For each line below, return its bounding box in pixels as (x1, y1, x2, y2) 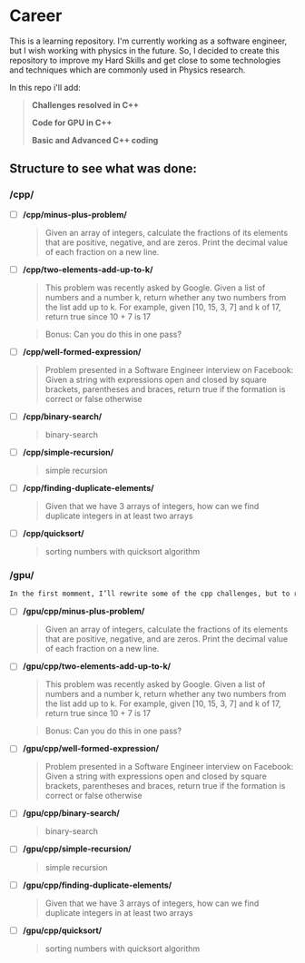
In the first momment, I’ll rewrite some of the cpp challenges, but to (9, 589, 290, 599)
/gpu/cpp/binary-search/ (22, 808, 120, 819)
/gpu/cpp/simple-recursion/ (22, 843, 132, 854)
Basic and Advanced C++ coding (31, 134, 159, 145)
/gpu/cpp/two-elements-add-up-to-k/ (22, 661, 171, 672)
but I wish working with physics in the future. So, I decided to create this (9, 44, 280, 55)
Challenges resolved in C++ (31, 99, 139, 110)
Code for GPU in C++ (31, 117, 113, 128)
